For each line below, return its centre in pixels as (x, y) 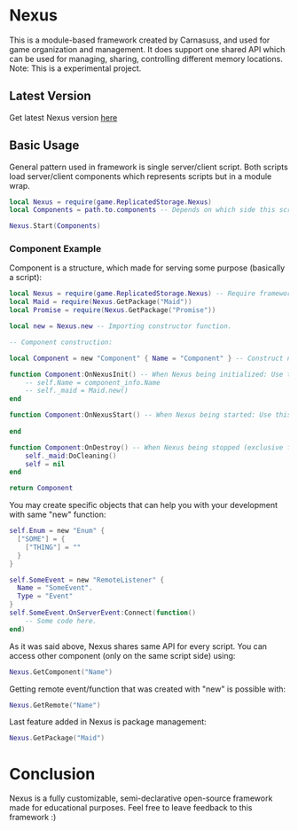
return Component (41, 489)
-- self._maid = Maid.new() (77, 391)
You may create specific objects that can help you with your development (143, 505)
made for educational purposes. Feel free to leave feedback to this (131, 808)
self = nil (45, 464)
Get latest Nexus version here (63, 117)
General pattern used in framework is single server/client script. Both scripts (149, 167)
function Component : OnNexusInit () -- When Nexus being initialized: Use (146, 374)
